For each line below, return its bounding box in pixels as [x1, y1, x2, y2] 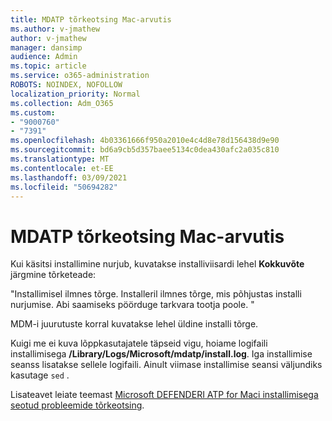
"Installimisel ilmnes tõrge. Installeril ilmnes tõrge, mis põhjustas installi [10, 288, 302, 300]
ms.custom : [10, 107, 56, 118]
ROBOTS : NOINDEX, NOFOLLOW [10, 80, 123, 90]
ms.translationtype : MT [10, 154, 110, 164]
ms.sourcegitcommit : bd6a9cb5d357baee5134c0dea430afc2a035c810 [10, 145, 280, 155]
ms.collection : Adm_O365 [10, 98, 114, 108]
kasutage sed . [10, 369, 70, 381]
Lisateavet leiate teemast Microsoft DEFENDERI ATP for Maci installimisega [10, 389, 319, 401]
